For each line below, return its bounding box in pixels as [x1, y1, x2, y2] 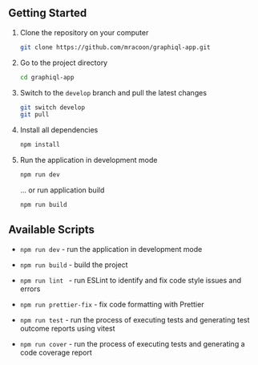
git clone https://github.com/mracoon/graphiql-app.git [19, 43, 211, 51]
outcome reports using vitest [19, 323, 115, 333]
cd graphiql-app [19, 73, 75, 81]
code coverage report [19, 347, 92, 357]
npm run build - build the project [19, 260, 128, 270]
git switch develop [19, 103, 86, 112]
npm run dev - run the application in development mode [19, 244, 203, 253]
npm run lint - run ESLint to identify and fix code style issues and [19, 275, 242, 285]
